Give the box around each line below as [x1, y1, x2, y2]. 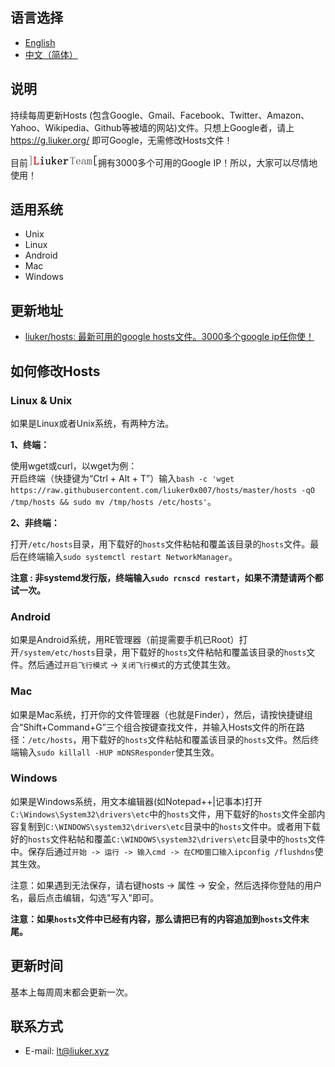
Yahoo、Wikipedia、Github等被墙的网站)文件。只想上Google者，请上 [10, 121, 295, 133]
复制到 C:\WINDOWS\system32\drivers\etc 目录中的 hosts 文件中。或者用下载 [18, 820, 321, 832]
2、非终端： [10, 516, 60, 528]
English [24, 36, 56, 48]
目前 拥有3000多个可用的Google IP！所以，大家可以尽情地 [10, 156, 318, 168]
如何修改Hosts [10, 363, 101, 380]
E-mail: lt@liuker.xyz [24, 1045, 110, 1057]
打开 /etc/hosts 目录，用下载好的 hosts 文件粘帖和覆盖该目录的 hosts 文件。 [10, 538, 311, 550]
